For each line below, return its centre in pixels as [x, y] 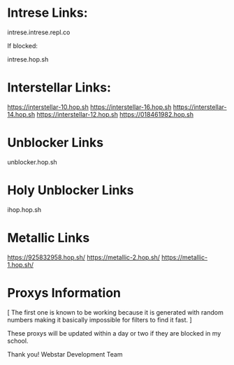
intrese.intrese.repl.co [39, 32]
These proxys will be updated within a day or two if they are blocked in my [114, 333]
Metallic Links [49, 237]
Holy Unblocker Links [71, 190]
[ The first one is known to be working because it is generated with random [115, 312]
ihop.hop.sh [24, 209]
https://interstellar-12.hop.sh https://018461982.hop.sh [115, 114]
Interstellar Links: [59, 88]
